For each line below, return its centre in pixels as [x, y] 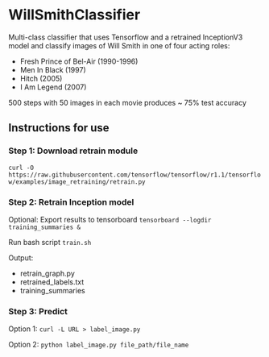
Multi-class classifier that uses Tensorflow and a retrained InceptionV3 [126, 37]
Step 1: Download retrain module [73, 151]
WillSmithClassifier [74, 15]
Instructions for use [59, 128]
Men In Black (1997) [53, 69]
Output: [21, 257]
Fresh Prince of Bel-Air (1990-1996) [79, 61]
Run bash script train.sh [50, 242]
